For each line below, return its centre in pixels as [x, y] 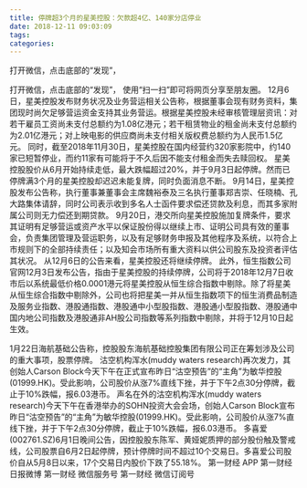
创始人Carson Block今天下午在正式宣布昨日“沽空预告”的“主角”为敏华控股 [146, 371]
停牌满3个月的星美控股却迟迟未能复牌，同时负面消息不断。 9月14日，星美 [148, 181]
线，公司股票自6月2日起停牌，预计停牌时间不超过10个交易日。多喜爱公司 [147, 452]
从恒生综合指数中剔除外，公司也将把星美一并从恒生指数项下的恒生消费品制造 [153, 295]
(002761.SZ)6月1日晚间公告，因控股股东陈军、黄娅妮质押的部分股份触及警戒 [153, 440]
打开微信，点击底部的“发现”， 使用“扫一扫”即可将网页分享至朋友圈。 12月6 [149, 90]
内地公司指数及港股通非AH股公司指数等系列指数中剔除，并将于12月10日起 [155, 318]
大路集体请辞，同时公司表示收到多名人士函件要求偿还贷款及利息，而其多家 [149, 204]
